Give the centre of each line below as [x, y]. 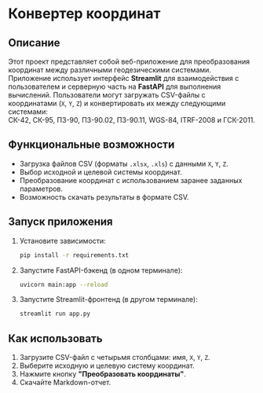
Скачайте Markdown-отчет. [65, 383]
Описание [34, 43]
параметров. [41, 189]
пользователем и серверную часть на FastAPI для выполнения [115, 86]
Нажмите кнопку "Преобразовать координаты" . [103, 374]
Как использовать [56, 338]
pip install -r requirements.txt [74, 255]
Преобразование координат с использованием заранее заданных [131, 180]
